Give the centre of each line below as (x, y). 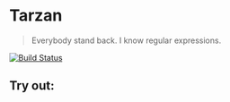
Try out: (32, 86)
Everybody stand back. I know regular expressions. (126, 40)
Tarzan (36, 16)
